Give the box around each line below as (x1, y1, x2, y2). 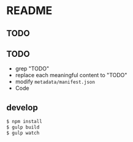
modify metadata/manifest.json (15, 78, 95, 86)
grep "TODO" (15, 65, 50, 72)
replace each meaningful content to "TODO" (15, 72, 127, 79)
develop (6, 102, 38, 113)
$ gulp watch (6, 130, 40, 136)
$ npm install (6, 119, 43, 125)
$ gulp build (6, 124, 40, 130)
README (6, 4, 53, 18)
